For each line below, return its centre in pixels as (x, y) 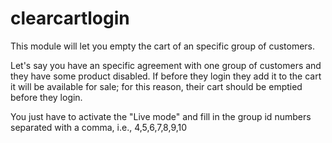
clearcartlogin (70, 18)
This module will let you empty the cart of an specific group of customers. (163, 46)
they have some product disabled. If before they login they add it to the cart (166, 76)
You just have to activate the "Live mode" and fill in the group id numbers (161, 116)
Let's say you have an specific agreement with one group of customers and (166, 65)
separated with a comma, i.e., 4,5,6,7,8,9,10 (99, 127)
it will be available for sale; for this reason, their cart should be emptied (156, 86)
